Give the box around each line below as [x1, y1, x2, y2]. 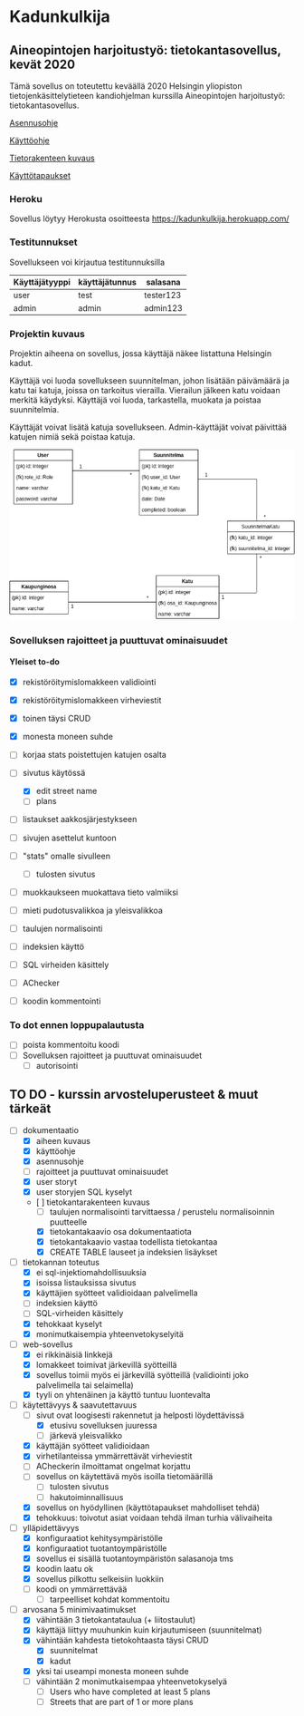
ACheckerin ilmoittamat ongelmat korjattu [35, 1461, 191, 1472]
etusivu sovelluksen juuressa [49, 1420, 157, 1431]
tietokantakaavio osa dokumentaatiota [49, 1226, 192, 1236]
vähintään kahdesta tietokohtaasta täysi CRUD [35, 1634, 210, 1646]
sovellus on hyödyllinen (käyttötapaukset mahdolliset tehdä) [35, 1502, 261, 1513]
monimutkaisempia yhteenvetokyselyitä [35, 1328, 184, 1339]
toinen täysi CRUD [22, 713, 91, 724]
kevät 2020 [9, 56, 75, 72]
